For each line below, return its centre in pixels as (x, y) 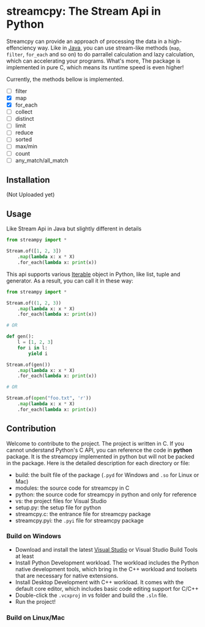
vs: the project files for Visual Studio (61, 501)
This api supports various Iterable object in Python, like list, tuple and (93, 274)
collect (24, 112)
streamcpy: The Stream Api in (84, 11)
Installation (28, 180)
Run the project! (35, 601)
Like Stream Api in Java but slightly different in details (74, 229)
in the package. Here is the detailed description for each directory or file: (98, 463)
